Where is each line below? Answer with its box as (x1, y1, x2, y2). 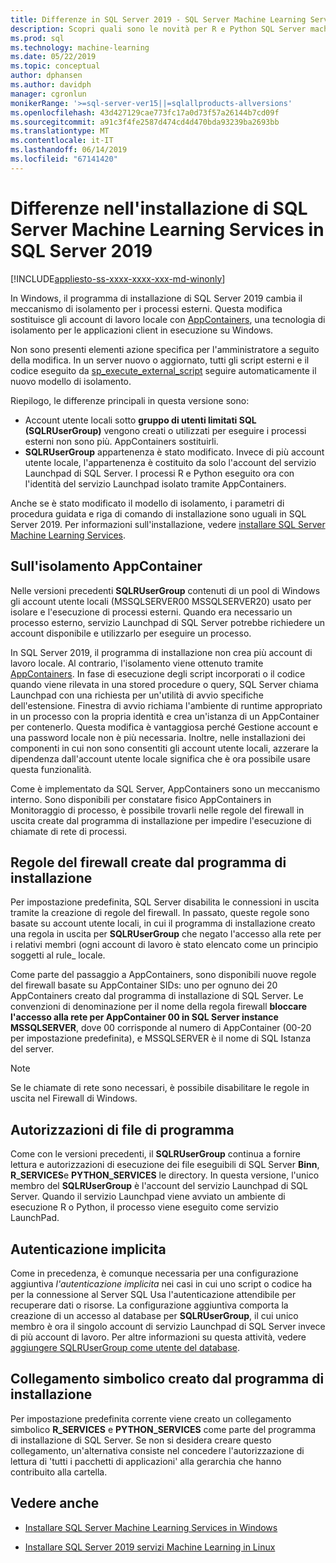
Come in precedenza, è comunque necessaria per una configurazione (10, 1267, 299, 1279)
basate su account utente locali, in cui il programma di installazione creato (10, 917, 316, 930)
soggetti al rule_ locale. (10, 949, 106, 961)
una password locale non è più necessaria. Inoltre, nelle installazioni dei (10, 731, 306, 743)
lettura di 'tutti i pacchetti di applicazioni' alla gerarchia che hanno (10, 1455, 282, 1467)
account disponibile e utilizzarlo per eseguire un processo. (10, 627, 252, 639)
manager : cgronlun (10, 89, 87, 99)
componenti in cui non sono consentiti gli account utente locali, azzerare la (10, 742, 319, 754)
